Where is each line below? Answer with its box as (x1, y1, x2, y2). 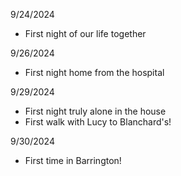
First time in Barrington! (24, 155, 122, 166)
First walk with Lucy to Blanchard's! (24, 116, 172, 128)
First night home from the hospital (24, 67, 165, 78)
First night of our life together (24, 28, 147, 39)
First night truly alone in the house (24, 105, 167, 117)
